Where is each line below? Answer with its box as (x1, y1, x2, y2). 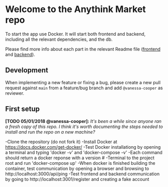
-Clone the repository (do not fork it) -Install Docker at (5, 139, 117, 145)
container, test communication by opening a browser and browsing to (5, 165, 149, 171)
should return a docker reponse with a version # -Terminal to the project (5, 155, 155, 161)
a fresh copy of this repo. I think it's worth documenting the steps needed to (5, 123, 163, 130)
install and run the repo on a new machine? (5, 129, 96, 135)
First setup (5, 105, 40, 113)
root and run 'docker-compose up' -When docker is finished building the (5, 160, 155, 166)
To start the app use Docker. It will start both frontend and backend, (5, 31, 146, 37)
